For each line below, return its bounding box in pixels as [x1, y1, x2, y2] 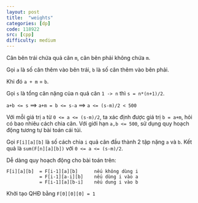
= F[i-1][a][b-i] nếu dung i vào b [39, 179, 139, 185]
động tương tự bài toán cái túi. [6, 127, 83, 133]
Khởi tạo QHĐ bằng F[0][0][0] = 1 [6, 190, 96, 197]
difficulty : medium [6, 37, 56, 43]
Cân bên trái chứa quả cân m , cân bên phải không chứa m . [6, 54, 151, 61]
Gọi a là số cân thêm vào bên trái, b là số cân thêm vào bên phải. [6, 66, 170, 73]
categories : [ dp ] [6, 20, 51, 26]
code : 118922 [6, 26, 40, 32]
